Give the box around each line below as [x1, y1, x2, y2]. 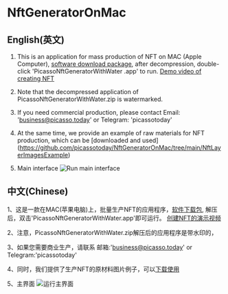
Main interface [16, 164, 58, 172]
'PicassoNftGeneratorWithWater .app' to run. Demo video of [32, 67, 202, 75]
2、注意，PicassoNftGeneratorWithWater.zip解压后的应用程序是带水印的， [7, 228, 218, 236]
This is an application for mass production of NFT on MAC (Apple [16, 53, 202, 60]
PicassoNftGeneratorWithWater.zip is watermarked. [16, 95, 163, 103]
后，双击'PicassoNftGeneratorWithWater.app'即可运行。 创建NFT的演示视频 [7, 214, 221, 222]
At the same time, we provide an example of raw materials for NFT [16, 129, 205, 137]
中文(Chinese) [7, 185, 69, 197]
